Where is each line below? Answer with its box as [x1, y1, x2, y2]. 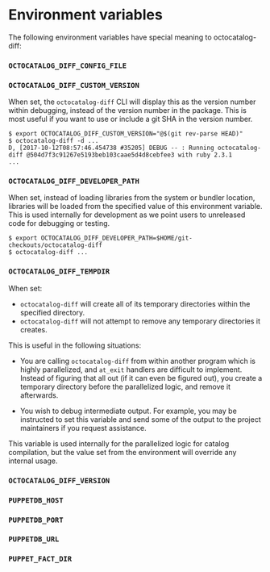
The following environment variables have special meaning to [8, 32, 212, 42]
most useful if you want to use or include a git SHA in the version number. [8, 115, 253, 124]
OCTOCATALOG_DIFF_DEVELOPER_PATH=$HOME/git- [40, 234, 193, 243]
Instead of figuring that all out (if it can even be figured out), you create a [19, 373, 263, 382]
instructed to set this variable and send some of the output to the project [19, 414, 261, 424]
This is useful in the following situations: [8, 340, 142, 350]
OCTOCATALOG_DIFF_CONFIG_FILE [8, 61, 127, 70]
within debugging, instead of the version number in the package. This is [8, 106, 247, 115]
